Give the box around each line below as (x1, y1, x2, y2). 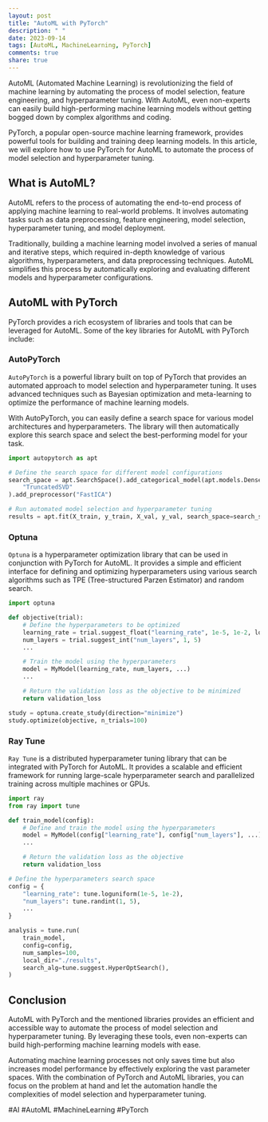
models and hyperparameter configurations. (8, 273, 154, 282)
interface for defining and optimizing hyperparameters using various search (8, 567, 258, 577)
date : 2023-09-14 (8, 34, 66, 42)
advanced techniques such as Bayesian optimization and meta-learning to (8, 389, 252, 398)
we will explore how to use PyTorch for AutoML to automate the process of (8, 145, 254, 154)
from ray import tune (8, 801, 81, 810)
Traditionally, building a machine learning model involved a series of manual (8, 238, 258, 248)
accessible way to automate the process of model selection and (8, 1023, 219, 1032)
